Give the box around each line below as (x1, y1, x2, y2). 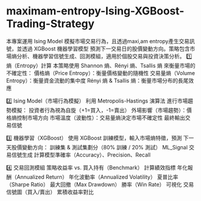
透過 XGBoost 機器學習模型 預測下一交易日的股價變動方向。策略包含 (22, 45, 190, 52)
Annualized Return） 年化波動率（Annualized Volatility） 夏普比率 (16, 173, 179, 181)
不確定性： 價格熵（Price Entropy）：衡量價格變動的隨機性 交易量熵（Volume (6, 69, 196, 76)
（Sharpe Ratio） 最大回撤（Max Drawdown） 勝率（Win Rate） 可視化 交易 (6, 181, 194, 188)
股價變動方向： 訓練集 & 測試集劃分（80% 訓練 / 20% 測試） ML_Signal (11, 143, 188, 151)
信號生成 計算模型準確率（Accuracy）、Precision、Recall (11, 151, 151, 158)
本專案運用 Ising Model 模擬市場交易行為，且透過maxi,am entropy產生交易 (6, 37, 190, 44)
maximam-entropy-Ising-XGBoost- (6, 4, 185, 18)
